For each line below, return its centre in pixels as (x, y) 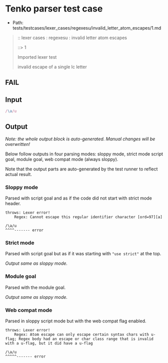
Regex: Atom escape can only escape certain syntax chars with (82, 335)
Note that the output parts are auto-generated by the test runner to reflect (81, 169)
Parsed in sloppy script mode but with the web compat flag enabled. (76, 321)
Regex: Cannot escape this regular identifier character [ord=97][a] (89, 217)
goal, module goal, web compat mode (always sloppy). (62, 159)
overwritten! (18, 144)
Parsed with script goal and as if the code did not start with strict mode (78, 198)
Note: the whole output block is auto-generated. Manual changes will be (80, 139)
